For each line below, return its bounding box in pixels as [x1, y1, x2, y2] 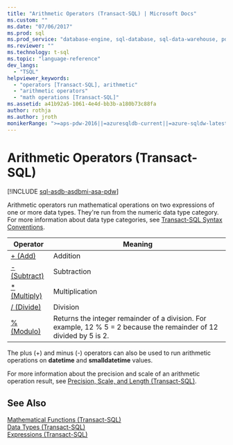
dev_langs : [7, 62, 39, 69]
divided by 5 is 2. [53, 331, 110, 341]
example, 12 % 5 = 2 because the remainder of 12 [53, 322, 218, 332]
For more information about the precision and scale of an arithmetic [7, 369, 200, 378]
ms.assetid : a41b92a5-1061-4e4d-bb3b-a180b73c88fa [7, 101, 157, 108]
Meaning [122, 240, 153, 249]
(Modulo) [10, 327, 42, 337]
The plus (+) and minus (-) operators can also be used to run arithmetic [7, 349, 212, 358]
